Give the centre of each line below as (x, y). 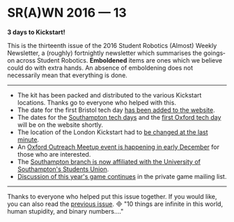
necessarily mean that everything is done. (67, 75)
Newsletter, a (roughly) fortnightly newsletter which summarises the (104, 53)
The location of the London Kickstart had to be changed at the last (112, 132)
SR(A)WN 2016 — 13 (67, 13)
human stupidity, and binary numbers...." (65, 211)
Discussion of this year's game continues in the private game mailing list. (122, 176)
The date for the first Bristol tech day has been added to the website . (116, 110)
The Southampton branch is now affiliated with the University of (109, 161)
